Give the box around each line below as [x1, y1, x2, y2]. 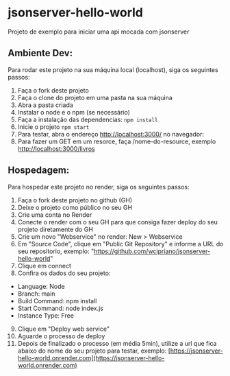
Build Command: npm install [17, 296, 97, 305]
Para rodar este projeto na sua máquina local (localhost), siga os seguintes [8, 65, 218, 73]
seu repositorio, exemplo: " [17, 247, 94, 255]
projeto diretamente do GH [17, 225, 93, 233]
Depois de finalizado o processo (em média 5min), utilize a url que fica [17, 339, 217, 347]
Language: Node [17, 282, 65, 290]
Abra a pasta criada [17, 101, 74, 109]
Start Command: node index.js [17, 304, 103, 312]
